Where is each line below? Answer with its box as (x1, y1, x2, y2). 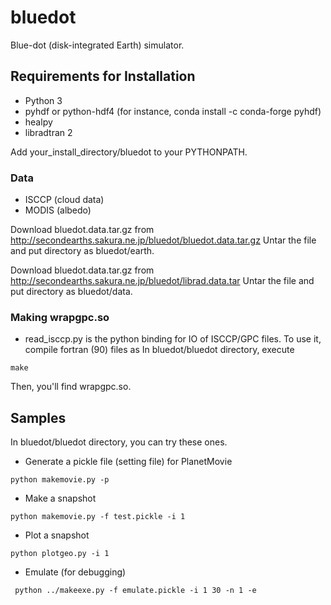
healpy (24, 116, 53, 128)
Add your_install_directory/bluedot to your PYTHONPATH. (10, 146, 248, 158)
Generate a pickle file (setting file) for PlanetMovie (24, 456, 233, 468)
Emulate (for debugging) (24, 566, 127, 578)
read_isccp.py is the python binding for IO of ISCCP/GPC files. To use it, (24, 333, 322, 345)
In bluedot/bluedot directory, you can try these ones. (10, 436, 228, 448)
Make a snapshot (24, 492, 97, 505)
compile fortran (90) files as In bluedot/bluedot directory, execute (24, 344, 295, 356)
